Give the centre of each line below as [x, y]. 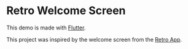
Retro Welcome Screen [66, 11]
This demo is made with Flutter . [46, 28]
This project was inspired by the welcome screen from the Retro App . [94, 39]
